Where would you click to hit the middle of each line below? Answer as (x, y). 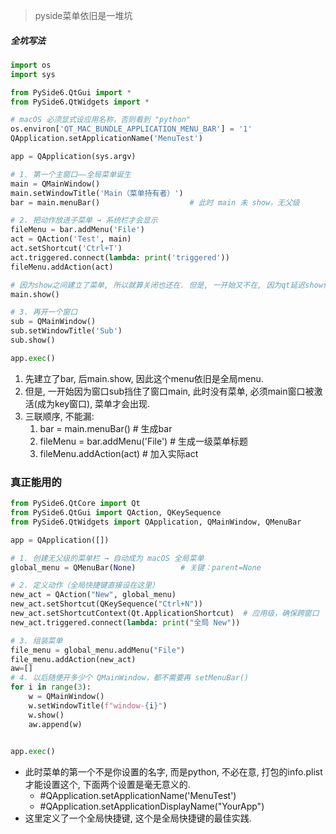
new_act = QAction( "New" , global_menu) (93, 595)
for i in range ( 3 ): (51, 687)
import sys (33, 74)
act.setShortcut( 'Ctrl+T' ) (66, 249)
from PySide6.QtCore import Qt (75, 504)
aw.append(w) (55, 724)
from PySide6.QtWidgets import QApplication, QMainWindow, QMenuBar (156, 522)
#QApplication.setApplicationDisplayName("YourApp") (152, 806)
